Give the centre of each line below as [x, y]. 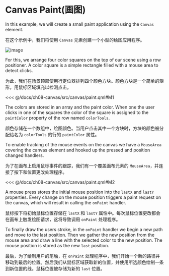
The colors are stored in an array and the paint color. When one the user [80, 107]
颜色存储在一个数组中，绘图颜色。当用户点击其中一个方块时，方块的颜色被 [82, 128]
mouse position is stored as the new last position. [57, 245]
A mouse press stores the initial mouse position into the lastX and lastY [80, 192]
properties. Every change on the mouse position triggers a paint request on [83, 197]
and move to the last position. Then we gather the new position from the [80, 235]
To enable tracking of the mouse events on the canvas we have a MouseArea [83, 144]
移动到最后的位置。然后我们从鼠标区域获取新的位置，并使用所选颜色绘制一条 [84, 262]
